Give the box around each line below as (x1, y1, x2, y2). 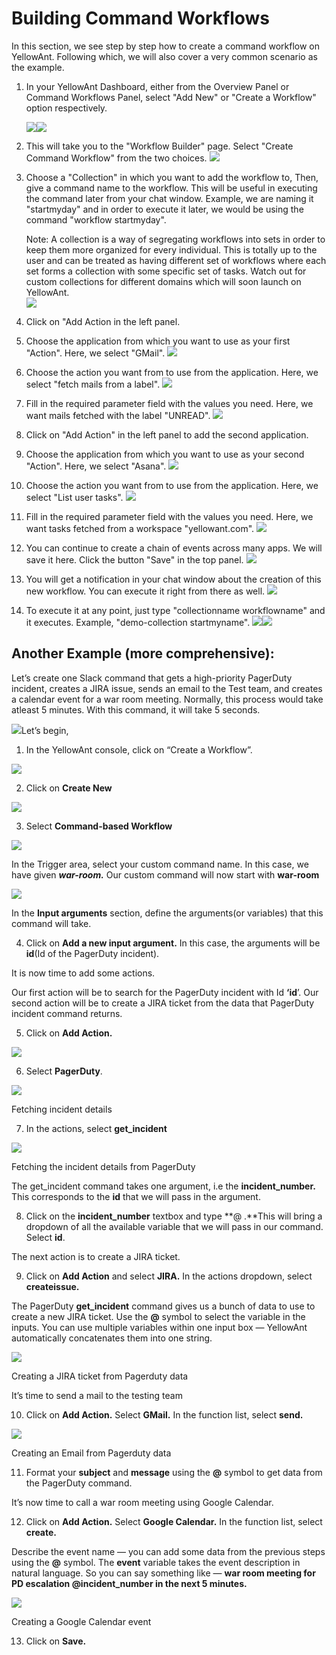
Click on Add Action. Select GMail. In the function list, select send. (25, 1408, 304, 1421)
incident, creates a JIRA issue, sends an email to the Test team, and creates (11, 682, 323, 694)
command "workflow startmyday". (25, 213, 167, 226)
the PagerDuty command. (25, 1477, 133, 1489)
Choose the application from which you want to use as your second (25, 448, 305, 460)
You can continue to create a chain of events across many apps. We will (25, 542, 323, 554)
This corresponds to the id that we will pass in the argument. (11, 1190, 261, 1202)
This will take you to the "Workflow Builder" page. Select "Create (25, 140, 294, 152)
